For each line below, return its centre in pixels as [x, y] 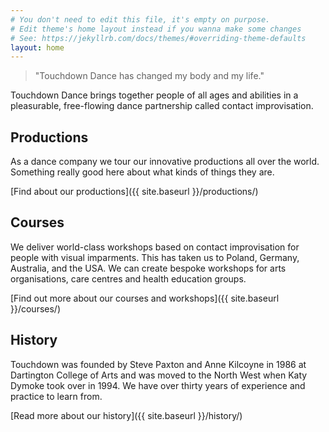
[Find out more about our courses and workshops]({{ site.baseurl [145, 298]
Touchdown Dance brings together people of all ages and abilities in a [154, 95]
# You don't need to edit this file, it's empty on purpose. [140, 19]
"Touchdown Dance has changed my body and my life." [149, 76]
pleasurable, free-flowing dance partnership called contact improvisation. [162, 106]
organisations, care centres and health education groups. [128, 278]
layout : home [37, 47]
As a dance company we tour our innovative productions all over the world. [165, 162]
